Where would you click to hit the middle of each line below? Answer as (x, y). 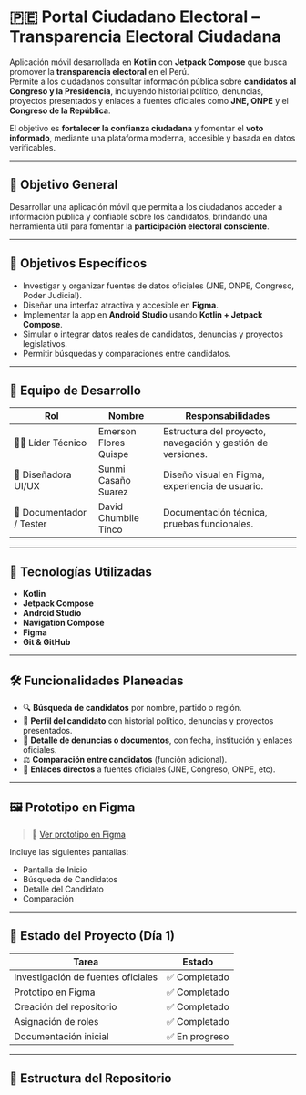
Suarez (113, 492)
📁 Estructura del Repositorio (91, 1079)
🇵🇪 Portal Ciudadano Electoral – (135, 17)
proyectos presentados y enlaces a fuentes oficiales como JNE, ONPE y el (149, 100)
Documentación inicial (61, 1036)
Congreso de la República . (60, 110)
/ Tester (31, 524)
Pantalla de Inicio (55, 870)
